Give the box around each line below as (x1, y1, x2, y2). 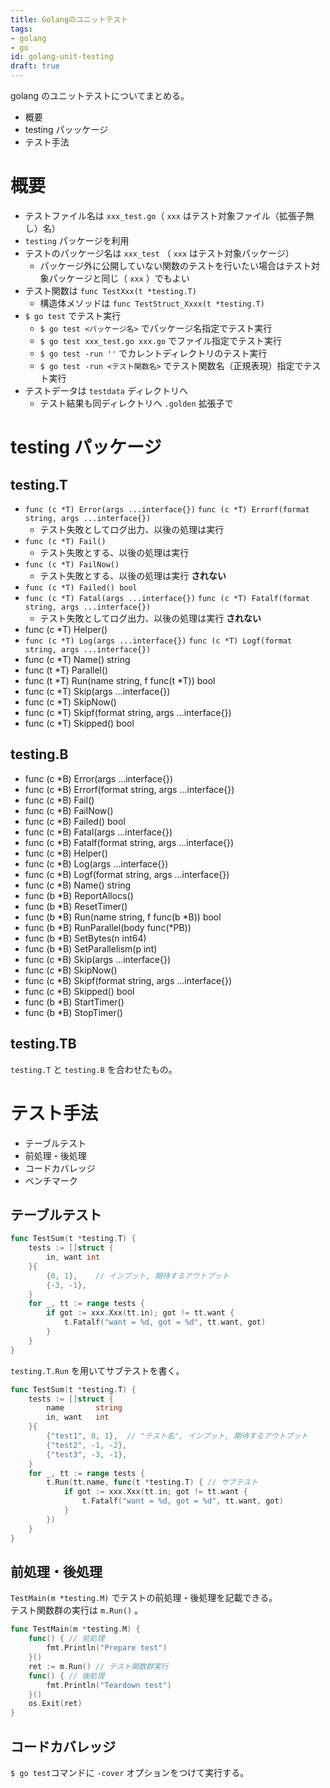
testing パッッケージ (24, 124, 109, 135)
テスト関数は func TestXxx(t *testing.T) (24, 284, 197, 296)
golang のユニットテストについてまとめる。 (10, 90, 190, 101)
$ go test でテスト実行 (24, 309, 122, 321)
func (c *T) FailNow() (24, 559, 120, 570)
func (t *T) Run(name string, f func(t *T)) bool (24, 674, 216, 686)
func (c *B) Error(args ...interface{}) (24, 772, 173, 785)
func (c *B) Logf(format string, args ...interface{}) (24, 868, 230, 880)
